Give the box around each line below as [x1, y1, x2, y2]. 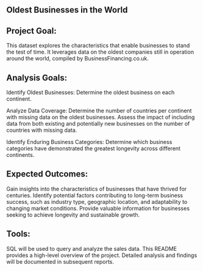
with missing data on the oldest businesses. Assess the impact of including [6, 114, 195, 121]
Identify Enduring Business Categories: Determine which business [6, 139, 173, 146]
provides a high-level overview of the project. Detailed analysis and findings [6, 251, 198, 259]
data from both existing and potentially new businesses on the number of [6, 120, 190, 128]
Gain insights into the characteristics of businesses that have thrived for [6, 185, 187, 192]
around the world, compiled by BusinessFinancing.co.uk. [6, 55, 149, 62]
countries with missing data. [6, 126, 77, 134]
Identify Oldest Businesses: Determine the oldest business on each [6, 89, 175, 96]
